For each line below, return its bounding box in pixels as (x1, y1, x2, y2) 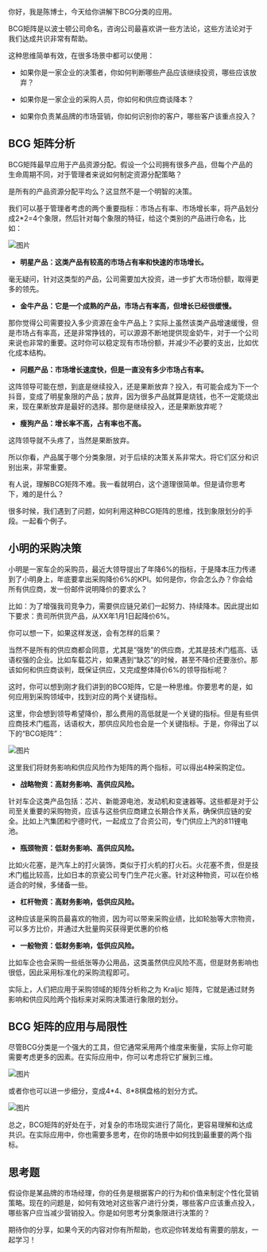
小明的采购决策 (8, 542, 82, 555)
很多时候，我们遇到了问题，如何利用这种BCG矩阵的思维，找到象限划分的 (8, 506, 246, 515)
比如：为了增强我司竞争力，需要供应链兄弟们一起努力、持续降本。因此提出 (8, 601, 252, 611)
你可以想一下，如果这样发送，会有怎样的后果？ (8, 628, 161, 637)
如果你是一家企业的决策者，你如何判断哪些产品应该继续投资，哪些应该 (19, 68, 250, 77)
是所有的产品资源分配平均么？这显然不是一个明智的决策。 (8, 186, 196, 196)
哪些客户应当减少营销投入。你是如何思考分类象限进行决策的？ (8, 1208, 211, 1218)
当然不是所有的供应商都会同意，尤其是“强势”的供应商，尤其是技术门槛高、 (8, 644, 252, 655)
